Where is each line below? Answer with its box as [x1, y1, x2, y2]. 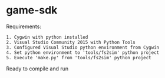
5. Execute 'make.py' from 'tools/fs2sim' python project [6, 55, 151, 60]
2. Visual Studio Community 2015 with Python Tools [6, 39, 136, 45]
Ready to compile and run [6, 65, 69, 72]
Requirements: [6, 23, 41, 30]
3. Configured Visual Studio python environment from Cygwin [6, 45, 160, 50]
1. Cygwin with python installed [6, 34, 88, 40]
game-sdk [6, 4, 58, 17]
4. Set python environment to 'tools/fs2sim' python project [6, 49, 160, 56]
